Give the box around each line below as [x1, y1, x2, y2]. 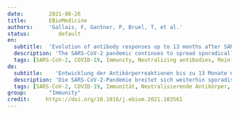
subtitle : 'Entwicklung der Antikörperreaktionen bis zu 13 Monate [14, 69, 228, 76]
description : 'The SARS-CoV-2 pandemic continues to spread [14, 50, 196, 57]
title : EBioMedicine [7, 17, 87, 24]
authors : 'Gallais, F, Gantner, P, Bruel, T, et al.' [7, 23, 183, 30]
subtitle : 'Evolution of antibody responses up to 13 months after [14, 43, 221, 50]
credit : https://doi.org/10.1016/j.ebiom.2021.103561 [7, 96, 183, 103]
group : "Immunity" [7, 89, 81, 96]
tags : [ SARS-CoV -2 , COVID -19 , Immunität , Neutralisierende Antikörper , [14, 83, 231, 90]
